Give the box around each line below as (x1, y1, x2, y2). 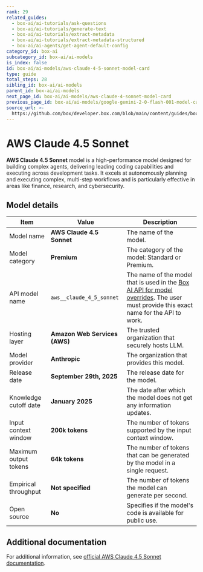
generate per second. (126, 491, 188, 500)
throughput (9, 488, 41, 496)
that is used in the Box (126, 278, 190, 287)
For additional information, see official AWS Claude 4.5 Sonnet (6, 553, 161, 560)
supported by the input (126, 426, 192, 434)
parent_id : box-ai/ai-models (6, 88, 80, 94)
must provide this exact (126, 301, 193, 309)
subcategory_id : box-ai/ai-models (6, 54, 94, 60)
